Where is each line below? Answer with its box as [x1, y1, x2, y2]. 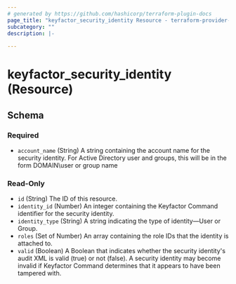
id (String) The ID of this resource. [17, 194, 118, 203]
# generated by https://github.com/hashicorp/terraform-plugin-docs [7, 10, 212, 18]
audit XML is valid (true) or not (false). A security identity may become [17, 254, 221, 263]
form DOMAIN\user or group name [17, 161, 118, 169]
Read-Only [7, 178, 46, 188]
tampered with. [17, 269, 62, 278]
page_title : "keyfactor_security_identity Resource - [7, 17, 169, 24]
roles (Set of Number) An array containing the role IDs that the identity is [17, 232, 229, 241]
